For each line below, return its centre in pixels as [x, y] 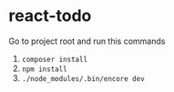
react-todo [50, 16]
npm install [44, 69]
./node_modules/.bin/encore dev [83, 78]
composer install [55, 59]
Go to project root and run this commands [87, 41]
